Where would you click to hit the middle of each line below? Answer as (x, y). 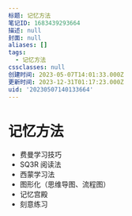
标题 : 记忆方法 (30, 15)
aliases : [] (28, 45)
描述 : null (25, 30)
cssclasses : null (37, 67)
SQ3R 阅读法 (40, 164)
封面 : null (25, 38)
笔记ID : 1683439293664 (44, 23)
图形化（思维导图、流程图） (65, 184)
